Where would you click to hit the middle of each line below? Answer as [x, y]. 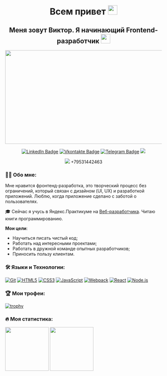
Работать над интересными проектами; [54, 243]
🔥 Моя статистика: [29, 319]
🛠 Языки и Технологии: [35, 267]
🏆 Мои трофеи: [25, 293]
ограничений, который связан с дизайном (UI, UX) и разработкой [75, 191]
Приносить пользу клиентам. [43, 254]
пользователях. [22, 202]
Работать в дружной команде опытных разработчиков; [71, 249]
